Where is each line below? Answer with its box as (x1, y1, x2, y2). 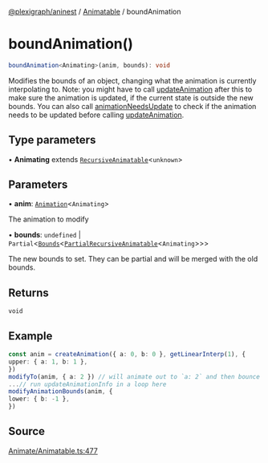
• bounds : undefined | (8, 230, 82, 240)
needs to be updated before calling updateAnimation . (8, 110, 185, 120)
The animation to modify (8, 214, 90, 224)
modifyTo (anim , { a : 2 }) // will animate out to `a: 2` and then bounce (8, 372, 261, 380)
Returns (8, 286, 50, 299)
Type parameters (8, 133, 96, 147)
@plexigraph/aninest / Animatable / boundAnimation (8, 7, 182, 16)
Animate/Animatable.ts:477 (8, 445, 98, 456)
